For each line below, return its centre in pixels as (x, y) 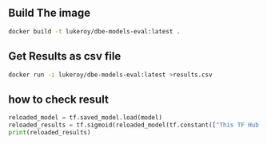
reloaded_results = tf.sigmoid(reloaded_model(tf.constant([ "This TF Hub (134, 125)
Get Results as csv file (65, 56)
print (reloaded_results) (50, 132)
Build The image (49, 13)
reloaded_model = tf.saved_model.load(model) (85, 118)
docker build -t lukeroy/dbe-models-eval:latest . (94, 31)
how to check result (59, 99)
